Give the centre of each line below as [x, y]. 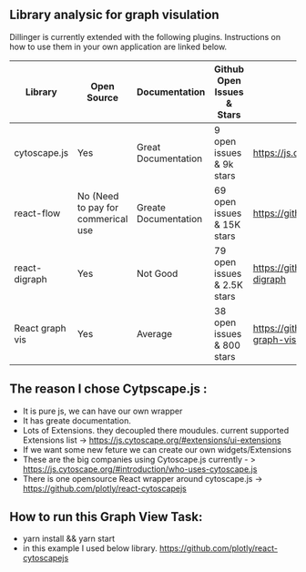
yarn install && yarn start [69, 539]
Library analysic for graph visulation [115, 15]
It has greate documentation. [77, 420]
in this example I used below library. [90, 548]
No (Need [98, 196]
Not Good [157, 273]
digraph [31, 279]
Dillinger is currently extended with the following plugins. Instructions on [145, 36]
